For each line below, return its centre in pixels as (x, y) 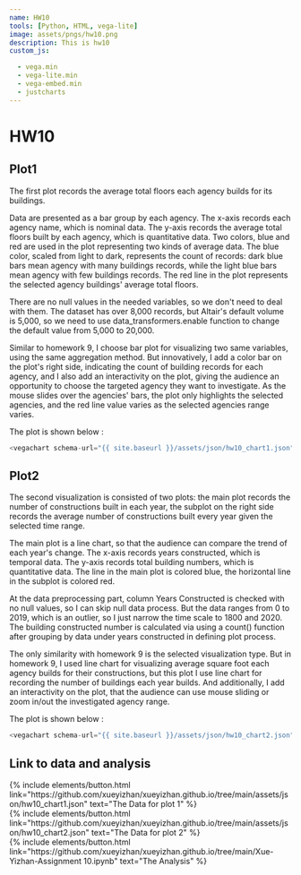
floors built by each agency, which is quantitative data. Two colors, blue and (150, 236)
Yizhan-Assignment (46, 861)
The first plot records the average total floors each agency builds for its (141, 191)
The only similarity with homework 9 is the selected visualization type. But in (150, 654)
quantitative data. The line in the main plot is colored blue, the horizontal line (150, 572)
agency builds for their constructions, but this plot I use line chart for (136, 673)
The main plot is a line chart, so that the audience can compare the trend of (149, 544)
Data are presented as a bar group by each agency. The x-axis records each (150, 218)
